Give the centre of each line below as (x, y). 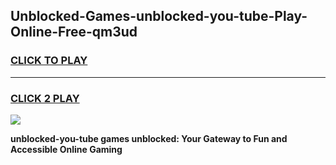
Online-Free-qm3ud (74, 32)
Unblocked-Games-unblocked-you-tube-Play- (159, 16)
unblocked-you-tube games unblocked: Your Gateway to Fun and (149, 138)
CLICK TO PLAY (49, 61)
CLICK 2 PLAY (45, 98)
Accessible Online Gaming (66, 149)
